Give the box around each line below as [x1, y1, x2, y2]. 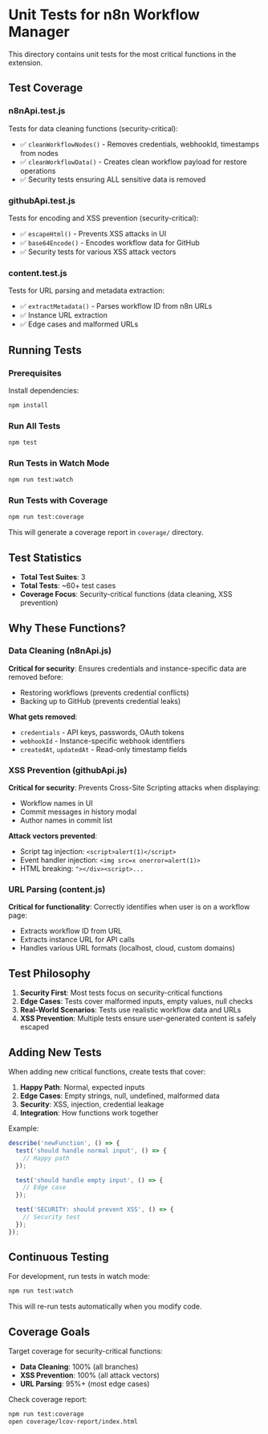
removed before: [8, 672, 63, 681]
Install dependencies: [8, 385, 79, 395]
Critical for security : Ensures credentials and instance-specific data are [8, 664, 247, 673]
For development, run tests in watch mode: [8, 1272, 150, 1281]
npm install [8, 401, 48, 409]
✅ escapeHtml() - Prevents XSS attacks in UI [19, 228, 167, 238]
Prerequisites [8, 368, 62, 379]
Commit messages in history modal [19, 807, 137, 817]
